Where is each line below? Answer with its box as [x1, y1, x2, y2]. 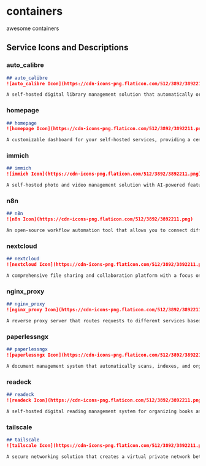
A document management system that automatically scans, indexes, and [6, 363, 191, 369]
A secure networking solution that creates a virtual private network [6, 453, 191, 460]
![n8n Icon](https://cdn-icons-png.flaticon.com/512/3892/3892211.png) [6, 216, 193, 222]
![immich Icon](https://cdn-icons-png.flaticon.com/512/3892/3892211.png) [6, 171, 202, 177]
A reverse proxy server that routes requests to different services [6, 317, 185, 324]
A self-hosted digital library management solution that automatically [6, 91, 193, 98]
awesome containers [6, 25, 59, 32]
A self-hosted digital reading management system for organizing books [6, 408, 193, 414]
